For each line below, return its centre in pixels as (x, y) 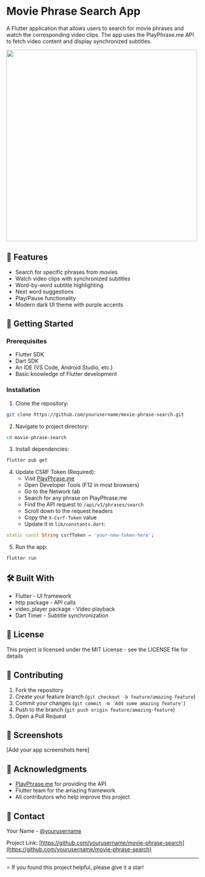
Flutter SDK (30, 355)
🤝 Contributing (35, 675)
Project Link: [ (24, 843)
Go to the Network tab (52, 492)
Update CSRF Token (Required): (55, 472)
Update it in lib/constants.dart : (65, 524)
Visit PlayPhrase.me (49, 478)
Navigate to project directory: (52, 426)
